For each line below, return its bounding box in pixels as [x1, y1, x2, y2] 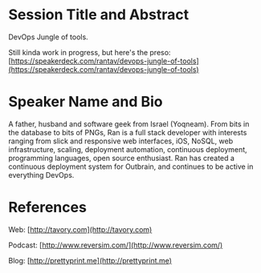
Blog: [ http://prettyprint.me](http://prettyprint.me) [8, 255, 173, 265]
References [8, 199, 87, 217]
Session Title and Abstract [8, 6, 190, 24]
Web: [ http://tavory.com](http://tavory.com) [8, 224, 153, 234]
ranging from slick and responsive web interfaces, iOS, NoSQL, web [8, 136, 234, 146]
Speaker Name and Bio [8, 93, 163, 111]
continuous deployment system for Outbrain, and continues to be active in [8, 162, 254, 171]
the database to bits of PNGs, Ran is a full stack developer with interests [8, 127, 247, 137]
